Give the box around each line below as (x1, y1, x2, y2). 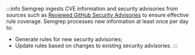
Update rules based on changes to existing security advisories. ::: (14, 42, 178, 49)
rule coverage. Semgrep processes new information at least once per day (6, 18, 189, 25)
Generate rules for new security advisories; (14, 36, 123, 42)
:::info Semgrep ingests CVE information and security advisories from (6, 5, 179, 12)
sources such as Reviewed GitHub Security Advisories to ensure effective (6, 11, 190, 19)
